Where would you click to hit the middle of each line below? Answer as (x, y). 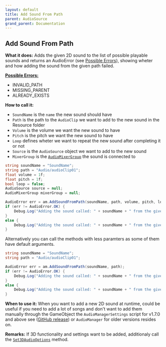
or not (18, 146)
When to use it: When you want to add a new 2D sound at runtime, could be (83, 304)
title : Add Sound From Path (34, 14)
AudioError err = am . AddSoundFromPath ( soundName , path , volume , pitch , (80, 202)
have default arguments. (30, 244)
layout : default (22, 10)
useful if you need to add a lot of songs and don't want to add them (74, 309)
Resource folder (29, 125)
